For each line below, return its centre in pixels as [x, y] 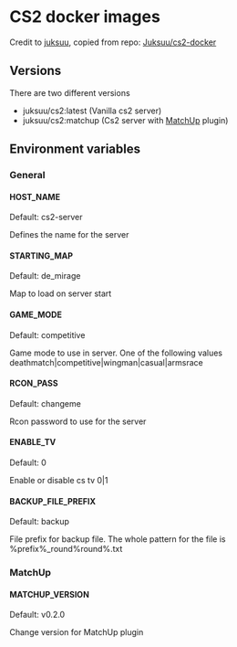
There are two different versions [70, 92]
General [27, 175]
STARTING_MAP [41, 255]
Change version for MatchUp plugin [77, 632]
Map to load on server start [61, 293]
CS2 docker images [85, 17]
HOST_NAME [35, 196]
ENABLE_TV [33, 442]
